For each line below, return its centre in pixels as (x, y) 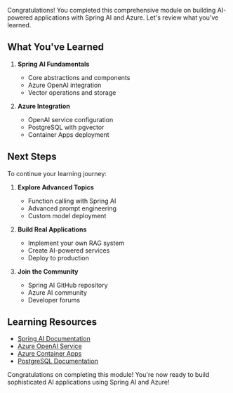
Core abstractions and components (79, 77)
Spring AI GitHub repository (68, 285)
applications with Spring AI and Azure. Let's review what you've (126, 18)
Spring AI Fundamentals (53, 64)
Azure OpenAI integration (65, 85)
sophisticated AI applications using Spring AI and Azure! (88, 382)
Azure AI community (58, 292)
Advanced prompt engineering (72, 208)
